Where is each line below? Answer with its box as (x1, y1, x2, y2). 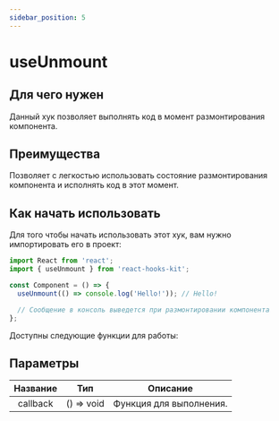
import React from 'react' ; (9, 256, 114, 265)
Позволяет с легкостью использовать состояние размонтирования (9, 170, 268, 181)
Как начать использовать (9, 205, 161, 220)
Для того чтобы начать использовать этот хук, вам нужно (9, 229, 232, 240)
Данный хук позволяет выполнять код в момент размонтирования (9, 111, 266, 122)
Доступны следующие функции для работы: (9, 330, 179, 340)
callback (17, 398, 54, 410)
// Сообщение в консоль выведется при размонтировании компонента (17, 305, 270, 314)
